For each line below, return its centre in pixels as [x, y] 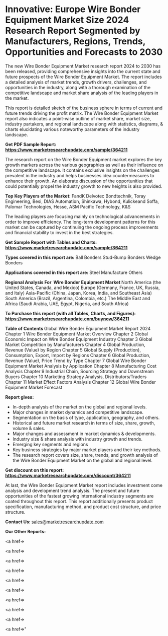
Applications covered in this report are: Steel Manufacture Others [74, 272]
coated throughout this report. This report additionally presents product [79, 501]
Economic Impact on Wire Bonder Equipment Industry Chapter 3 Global [79, 339]
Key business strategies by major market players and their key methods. [87, 450]
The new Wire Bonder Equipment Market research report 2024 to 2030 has [83, 66]
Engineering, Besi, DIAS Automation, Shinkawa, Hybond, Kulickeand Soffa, [82, 201]
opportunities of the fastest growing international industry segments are [79, 496]
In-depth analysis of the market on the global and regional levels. [79, 407]
